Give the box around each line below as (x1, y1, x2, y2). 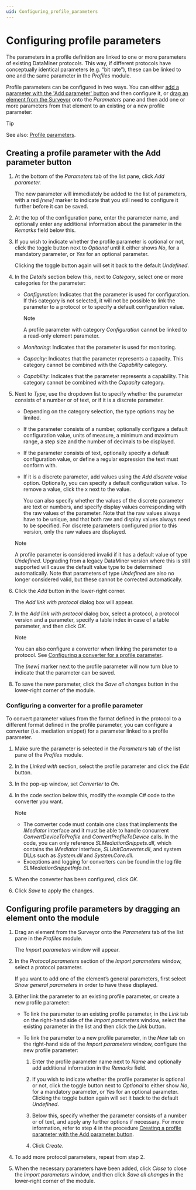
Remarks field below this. (14, 227, 76, 234)
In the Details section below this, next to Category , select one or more (14, 274, 184, 281)
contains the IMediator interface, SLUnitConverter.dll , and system (23, 845, 181, 852)
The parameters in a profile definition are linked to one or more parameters (6, 53, 187, 60)
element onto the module (6, 913, 99, 923)
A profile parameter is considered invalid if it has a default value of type (14, 551, 187, 558)
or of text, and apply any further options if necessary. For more (32, 1118, 184, 1125)
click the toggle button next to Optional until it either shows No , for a (14, 244, 180, 251)
